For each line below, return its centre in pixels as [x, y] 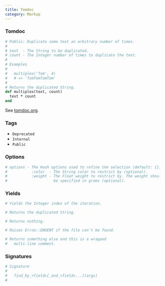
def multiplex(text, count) [34, 92]
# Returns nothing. [25, 222]
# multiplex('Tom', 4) [30, 73]
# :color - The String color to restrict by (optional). [77, 172]
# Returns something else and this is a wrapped [56, 239]
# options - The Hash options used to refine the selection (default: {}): [84, 167]
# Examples [16, 64]
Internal [21, 140]
